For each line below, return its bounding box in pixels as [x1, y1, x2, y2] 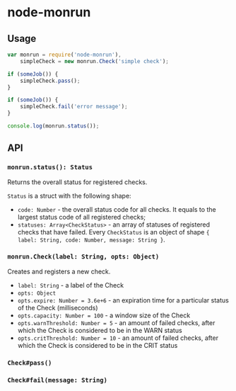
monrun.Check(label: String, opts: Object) [7, 253, 160, 261]
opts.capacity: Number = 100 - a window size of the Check [17, 311, 191, 319]
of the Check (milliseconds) [17, 303, 98, 312]
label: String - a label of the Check [17, 280, 124, 289]
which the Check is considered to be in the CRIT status [17, 341, 178, 349]
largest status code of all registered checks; [17, 212, 146, 221]
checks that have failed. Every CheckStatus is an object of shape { [17, 227, 210, 236]
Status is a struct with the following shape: [7, 191, 132, 200]
